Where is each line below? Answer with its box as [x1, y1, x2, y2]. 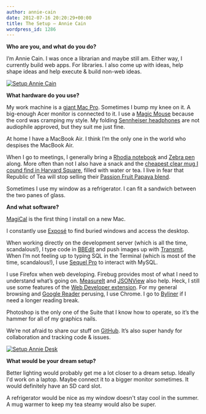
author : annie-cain [6, 9, 56, 15]
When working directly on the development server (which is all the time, [6, 239, 188, 246]
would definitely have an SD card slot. [6, 382, 102, 390]
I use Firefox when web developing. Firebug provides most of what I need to [6, 271, 199, 278]
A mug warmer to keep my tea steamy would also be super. [6, 400, 156, 408]
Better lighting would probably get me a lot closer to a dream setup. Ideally [6, 369, 195, 377]
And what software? [6, 203, 59, 211]
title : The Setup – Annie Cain [6, 20, 86, 26]
